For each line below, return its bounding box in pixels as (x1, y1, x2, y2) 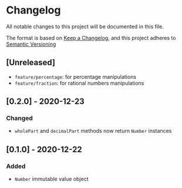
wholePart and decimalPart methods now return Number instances (14, 127, 172, 135)
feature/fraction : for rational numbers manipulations (14, 79, 144, 86)
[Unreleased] (6, 58, 56, 68)
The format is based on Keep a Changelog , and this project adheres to (6, 34, 176, 41)
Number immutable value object (14, 176, 89, 183)
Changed (6, 114, 33, 122)
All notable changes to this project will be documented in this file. (6, 23, 164, 30)
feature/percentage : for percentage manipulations (14, 73, 137, 80)
